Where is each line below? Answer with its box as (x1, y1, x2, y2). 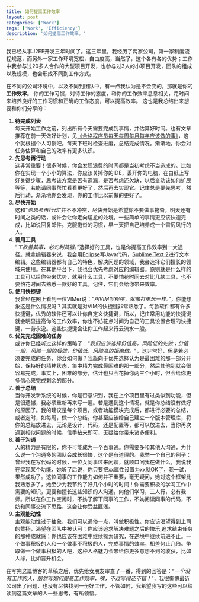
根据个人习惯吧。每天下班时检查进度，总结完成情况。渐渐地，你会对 (25, 140, 191, 147)
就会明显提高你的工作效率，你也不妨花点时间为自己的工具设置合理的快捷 (14, 318, 191, 325)
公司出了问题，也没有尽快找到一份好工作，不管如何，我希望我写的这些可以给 (6, 582, 193, 590)
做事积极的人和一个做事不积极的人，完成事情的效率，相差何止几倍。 (20, 540, 187, 547)
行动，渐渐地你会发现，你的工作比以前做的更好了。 (20, 192, 145, 199)
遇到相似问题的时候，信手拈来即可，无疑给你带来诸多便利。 (14, 429, 161, 436)
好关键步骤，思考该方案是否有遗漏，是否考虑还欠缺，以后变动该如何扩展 (14, 177, 191, 184)
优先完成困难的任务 (14, 333, 62, 340)
